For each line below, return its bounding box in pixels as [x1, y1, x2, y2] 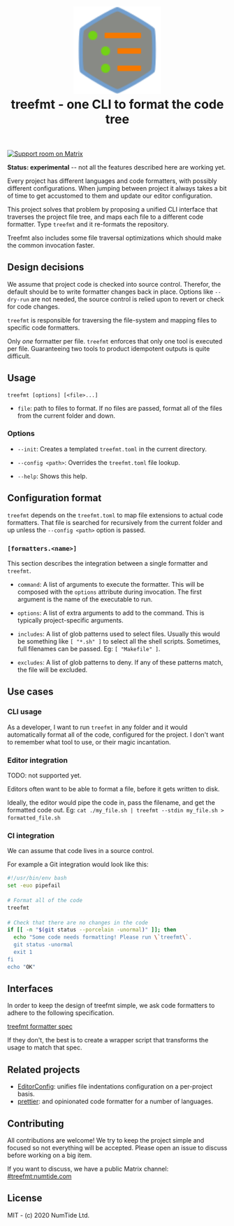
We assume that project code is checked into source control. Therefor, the [7, 280, 221, 288]
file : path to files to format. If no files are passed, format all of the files [17, 404, 222, 412]
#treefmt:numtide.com [7, 1172, 72, 1180]
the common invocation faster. [7, 240, 95, 250]
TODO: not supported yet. [7, 771, 82, 779]
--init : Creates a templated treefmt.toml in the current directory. [17, 444, 207, 453]
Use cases [7, 686, 54, 698]
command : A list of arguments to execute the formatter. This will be [17, 580, 205, 588]
